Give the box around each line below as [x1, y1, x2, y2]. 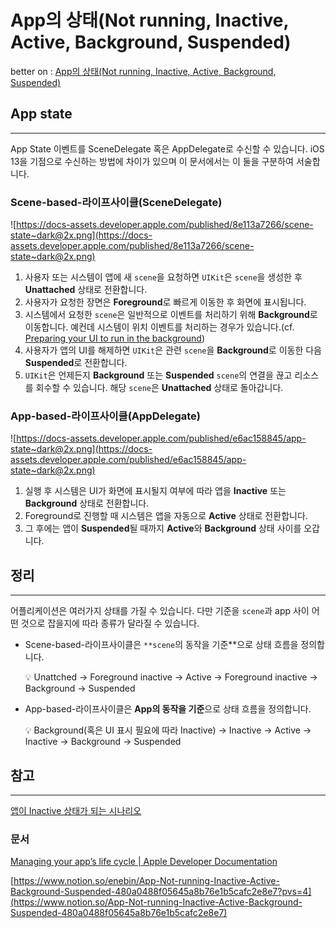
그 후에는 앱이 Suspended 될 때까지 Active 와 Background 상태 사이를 [24, 522, 302, 535]
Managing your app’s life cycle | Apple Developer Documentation [10, 856, 278, 868]
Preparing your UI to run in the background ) [24, 332, 205, 345]
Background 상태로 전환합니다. [24, 497, 150, 510]
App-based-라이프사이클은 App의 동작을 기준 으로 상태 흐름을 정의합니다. [24, 703, 312, 715]
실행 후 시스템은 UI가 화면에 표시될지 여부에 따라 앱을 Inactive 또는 [24, 485, 287, 497]
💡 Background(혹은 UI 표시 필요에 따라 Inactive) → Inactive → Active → [24, 724, 312, 736]
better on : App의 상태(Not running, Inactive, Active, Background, [10, 65, 277, 77]
